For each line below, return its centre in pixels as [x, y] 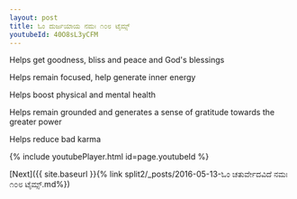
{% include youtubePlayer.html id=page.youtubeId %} [109, 157]
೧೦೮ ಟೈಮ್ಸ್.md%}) [40, 185]
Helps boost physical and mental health [82, 95]
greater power [36, 122]
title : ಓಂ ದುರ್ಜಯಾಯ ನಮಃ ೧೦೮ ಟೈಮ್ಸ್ [70, 26]
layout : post [34, 18]
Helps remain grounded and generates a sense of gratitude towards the [142, 113]
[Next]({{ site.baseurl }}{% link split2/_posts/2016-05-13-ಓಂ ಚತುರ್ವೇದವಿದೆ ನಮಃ [148, 174]
